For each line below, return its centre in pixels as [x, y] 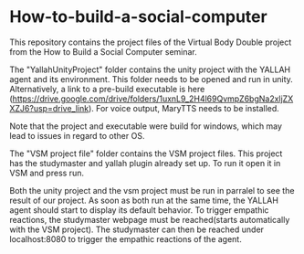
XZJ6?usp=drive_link [49, 108]
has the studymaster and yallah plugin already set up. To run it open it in [145, 163]
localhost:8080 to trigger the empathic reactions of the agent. [126, 238]
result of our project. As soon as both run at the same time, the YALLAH [144, 200]
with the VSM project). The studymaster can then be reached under [137, 229]
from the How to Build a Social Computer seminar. [104, 51]
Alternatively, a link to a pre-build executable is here [107, 89]
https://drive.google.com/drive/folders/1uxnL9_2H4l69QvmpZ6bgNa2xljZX [153, 99]
